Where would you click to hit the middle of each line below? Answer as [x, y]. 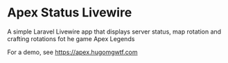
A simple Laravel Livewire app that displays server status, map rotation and [114, 32]
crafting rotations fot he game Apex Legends [71, 38]
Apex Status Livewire [70, 13]
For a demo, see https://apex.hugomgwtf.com [72, 52]
